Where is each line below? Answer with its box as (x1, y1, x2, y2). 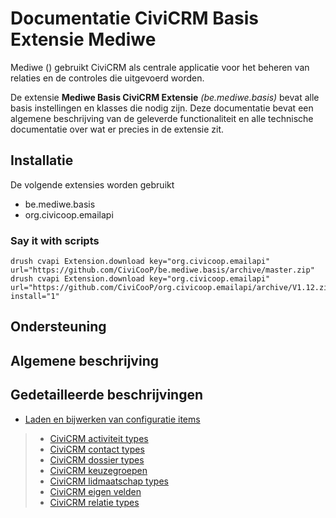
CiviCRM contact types (49, 443, 145, 455)
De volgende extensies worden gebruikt (10, 178, 175, 191)
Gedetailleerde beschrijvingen (10, 387, 204, 404)
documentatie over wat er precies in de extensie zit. (10, 123, 224, 135)
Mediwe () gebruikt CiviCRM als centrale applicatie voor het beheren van (10, 61, 310, 73)
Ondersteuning (10, 318, 107, 336)
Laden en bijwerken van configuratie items (24, 413, 201, 425)
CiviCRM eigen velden (49, 485, 142, 497)
